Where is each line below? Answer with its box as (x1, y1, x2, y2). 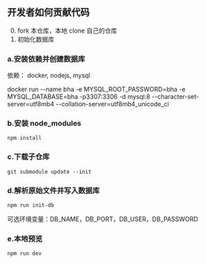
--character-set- (152, 92, 200, 101)
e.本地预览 (7, 233, 43, 243)
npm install (7, 135, 42, 142)
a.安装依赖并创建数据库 (7, 54, 86, 64)
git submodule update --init (7, 168, 92, 175)
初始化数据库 (17, 35, 54, 43)
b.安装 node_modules (7, 119, 81, 129)
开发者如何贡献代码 (7, 6, 90, 19)
